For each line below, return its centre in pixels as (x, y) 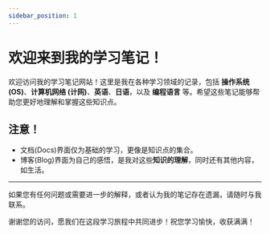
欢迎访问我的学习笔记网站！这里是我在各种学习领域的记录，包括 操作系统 (129, 82)
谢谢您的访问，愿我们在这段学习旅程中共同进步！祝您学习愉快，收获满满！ (131, 222)
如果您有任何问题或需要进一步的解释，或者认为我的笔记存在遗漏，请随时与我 (135, 195)
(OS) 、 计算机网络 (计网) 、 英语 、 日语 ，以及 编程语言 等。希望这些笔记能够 (131, 91)
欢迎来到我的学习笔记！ (86, 58)
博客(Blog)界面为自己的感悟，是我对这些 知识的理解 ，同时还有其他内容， (139, 160)
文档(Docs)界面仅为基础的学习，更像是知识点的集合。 (108, 150)
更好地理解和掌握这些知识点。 (72, 102)
